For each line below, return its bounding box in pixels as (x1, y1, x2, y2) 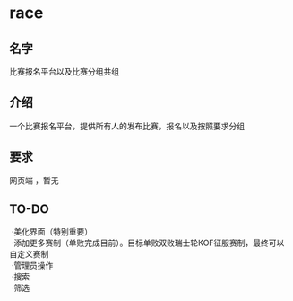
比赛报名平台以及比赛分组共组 (9, 66, 119, 76)
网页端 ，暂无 (9, 174, 59, 186)
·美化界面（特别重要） (11, 226, 92, 237)
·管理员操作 (11, 260, 54, 271)
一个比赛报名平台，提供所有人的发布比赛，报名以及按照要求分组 (9, 120, 245, 131)
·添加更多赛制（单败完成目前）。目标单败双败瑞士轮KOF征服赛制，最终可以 (11, 237, 285, 249)
